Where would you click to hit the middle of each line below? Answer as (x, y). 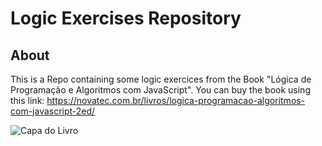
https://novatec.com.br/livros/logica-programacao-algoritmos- (176, 100)
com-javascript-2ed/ (53, 111)
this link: (27, 100)
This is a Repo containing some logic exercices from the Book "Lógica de (161, 79)
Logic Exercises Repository (126, 18)
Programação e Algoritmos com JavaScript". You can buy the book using (160, 90)
